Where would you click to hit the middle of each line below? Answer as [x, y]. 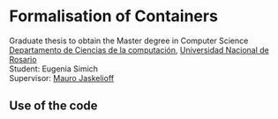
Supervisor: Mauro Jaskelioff [62, 78]
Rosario [23, 59]
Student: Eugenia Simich [54, 69]
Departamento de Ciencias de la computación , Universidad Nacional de [139, 49]
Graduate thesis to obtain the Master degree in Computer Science [129, 41]
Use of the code [54, 106]
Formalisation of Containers [114, 16]
